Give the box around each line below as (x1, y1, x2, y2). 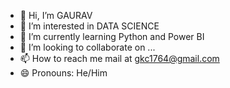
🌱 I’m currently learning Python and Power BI (19, 31, 205, 42)
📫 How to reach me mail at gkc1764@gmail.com (19, 53, 220, 64)
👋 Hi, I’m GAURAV (19, 10, 93, 21)
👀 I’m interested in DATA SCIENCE (19, 20, 160, 32)
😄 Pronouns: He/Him (19, 67, 108, 79)
